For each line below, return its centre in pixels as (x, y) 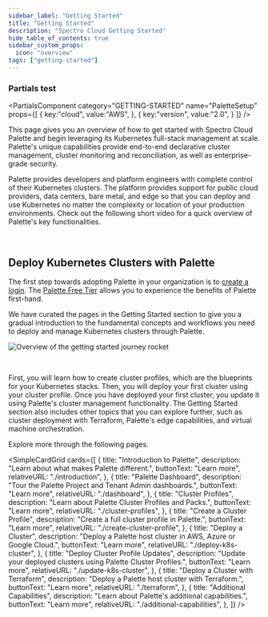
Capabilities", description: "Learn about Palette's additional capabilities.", (128, 595)
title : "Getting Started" (51, 23)
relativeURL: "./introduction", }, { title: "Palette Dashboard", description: (125, 476)
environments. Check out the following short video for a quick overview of (130, 214)
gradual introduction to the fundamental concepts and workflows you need (132, 323)
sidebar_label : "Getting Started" (66, 16)
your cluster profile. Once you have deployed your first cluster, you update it (134, 395)
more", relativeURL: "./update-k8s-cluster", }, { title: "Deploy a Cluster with (131, 570)
